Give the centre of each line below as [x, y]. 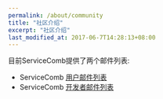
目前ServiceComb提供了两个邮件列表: [69, 60]
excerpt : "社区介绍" [39, 30]
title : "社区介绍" [36, 23]
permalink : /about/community [56, 15]
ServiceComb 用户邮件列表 [63, 77]
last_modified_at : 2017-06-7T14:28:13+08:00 [82, 37]
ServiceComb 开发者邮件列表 [67, 87]
